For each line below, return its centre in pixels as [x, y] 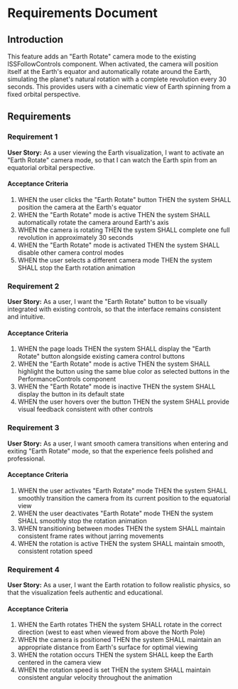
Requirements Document [83, 13]
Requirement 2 [33, 286]
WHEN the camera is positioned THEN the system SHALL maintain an [119, 640]
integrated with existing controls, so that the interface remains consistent [114, 309]
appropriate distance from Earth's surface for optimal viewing [108, 647]
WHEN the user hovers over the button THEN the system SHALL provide [123, 402]
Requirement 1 [33, 137]
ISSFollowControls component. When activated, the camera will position [113, 64]
